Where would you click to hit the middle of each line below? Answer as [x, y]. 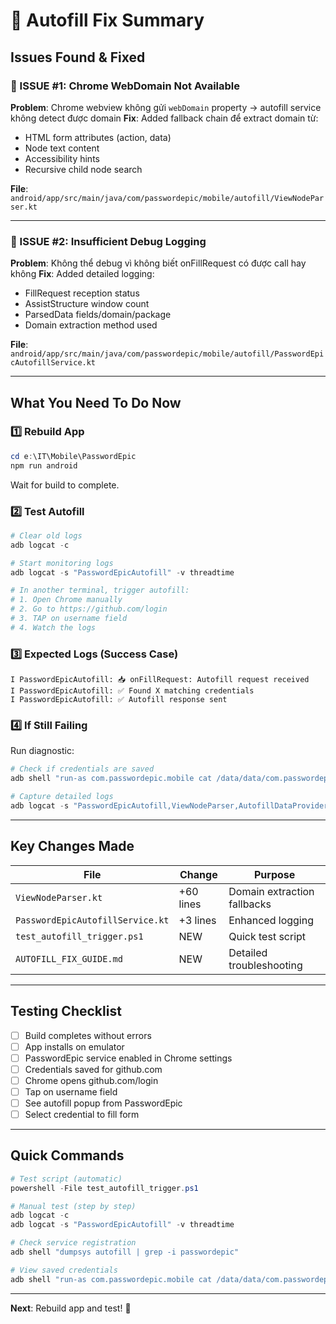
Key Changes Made [72, 846]
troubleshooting [265, 965]
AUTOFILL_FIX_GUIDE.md [69, 958]
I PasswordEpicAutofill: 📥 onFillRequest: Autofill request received [160, 680]
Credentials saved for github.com [93, 1069]
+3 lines [197, 920]
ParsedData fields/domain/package [98, 315]
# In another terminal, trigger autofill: [100, 590]
